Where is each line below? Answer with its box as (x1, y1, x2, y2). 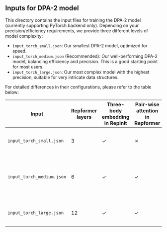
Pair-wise (135, 101, 160, 108)
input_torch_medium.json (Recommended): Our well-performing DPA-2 (12, 53, 158, 59)
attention (136, 107, 159, 114)
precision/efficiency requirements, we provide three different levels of (5, 27, 148, 34)
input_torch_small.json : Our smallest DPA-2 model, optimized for (12, 42, 148, 49)
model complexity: (5, 33, 43, 39)
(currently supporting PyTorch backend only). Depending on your (5, 22, 139, 28)
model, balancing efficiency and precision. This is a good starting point (12, 58, 158, 64)
